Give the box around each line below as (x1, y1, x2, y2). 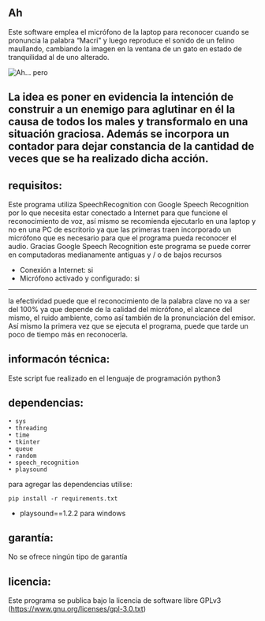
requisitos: (8, 179, 63, 192)
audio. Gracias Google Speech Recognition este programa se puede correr (8, 242, 251, 251)
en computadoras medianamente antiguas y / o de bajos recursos (8, 250, 222, 259)
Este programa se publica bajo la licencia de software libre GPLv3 (8, 596, 222, 605)
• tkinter (8, 437, 41, 446)
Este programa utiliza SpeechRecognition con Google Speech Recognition (8, 200, 249, 210)
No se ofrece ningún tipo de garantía (8, 552, 128, 562)
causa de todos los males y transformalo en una (8, 115, 248, 128)
